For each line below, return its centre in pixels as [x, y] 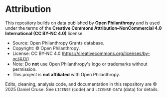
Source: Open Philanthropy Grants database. [58, 43]
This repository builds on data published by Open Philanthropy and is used [83, 23]
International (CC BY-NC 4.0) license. [44, 33]
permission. [24, 69]
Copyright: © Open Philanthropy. [46, 48]
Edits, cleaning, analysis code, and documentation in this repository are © [81, 84]
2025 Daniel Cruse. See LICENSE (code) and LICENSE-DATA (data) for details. [82, 89]
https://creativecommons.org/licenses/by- [107, 53]
